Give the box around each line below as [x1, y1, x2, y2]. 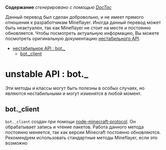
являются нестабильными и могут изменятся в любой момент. [5, 90, 142, 96]
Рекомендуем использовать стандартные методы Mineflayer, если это [5, 134, 158, 140]
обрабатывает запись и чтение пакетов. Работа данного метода [5, 124, 144, 130]
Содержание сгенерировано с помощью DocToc [5, 5, 112, 10]
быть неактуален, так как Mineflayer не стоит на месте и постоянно [5, 25, 151, 31]
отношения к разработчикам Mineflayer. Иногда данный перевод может [5, 20, 161, 25]
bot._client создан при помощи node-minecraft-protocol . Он [5, 118, 136, 124]
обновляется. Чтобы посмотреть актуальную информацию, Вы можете [5, 30, 159, 36]
